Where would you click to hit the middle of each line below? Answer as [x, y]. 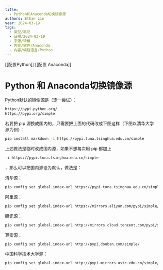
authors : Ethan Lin [25, 18]
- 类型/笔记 [20, 32]
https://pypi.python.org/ [31, 109]
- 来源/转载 [20, 41]
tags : [10, 28]
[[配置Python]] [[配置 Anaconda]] [38, 64]
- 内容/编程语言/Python [31, 50]
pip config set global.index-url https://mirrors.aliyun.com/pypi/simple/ [82, 206]
